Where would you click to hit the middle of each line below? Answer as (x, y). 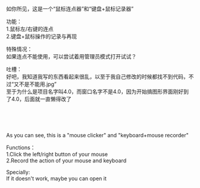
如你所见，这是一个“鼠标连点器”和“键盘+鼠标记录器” (70, 9)
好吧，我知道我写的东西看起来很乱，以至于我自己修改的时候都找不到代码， (97, 77)
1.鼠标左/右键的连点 (30, 29)
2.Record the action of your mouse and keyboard (66, 161)
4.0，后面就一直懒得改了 (41, 99)
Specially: (18, 172)
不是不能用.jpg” (37, 84)
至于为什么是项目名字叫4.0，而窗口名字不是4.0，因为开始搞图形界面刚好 (95, 92)
